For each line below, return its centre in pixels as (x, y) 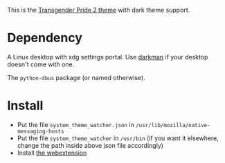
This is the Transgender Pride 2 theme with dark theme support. (99, 10)
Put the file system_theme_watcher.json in (76, 124)
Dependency (45, 38)
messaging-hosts (40, 131)
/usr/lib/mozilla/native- (173, 125)
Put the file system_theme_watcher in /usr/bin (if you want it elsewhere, (118, 138)
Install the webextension (52, 153)
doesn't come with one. (41, 64)
